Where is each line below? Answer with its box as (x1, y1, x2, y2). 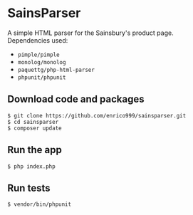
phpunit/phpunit (17, 73, 66, 81)
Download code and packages (7, 93, 145, 105)
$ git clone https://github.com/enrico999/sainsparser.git (7, 112, 187, 119)
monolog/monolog (17, 58, 66, 65)
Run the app (7, 144, 62, 156)
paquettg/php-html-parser (17, 66, 95, 73)
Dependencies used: (7, 36, 68, 44)
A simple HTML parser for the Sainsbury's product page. (7, 28, 174, 37)
